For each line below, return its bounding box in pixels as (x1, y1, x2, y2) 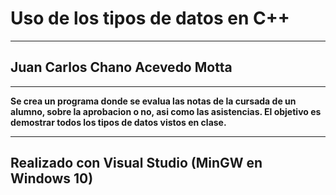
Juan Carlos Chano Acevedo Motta (10, 59, 233, 76)
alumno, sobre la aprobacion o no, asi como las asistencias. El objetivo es (10, 105, 322, 117)
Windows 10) (10, 170, 94, 187)
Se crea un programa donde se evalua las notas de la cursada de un (10, 95, 297, 107)
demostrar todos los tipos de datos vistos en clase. (10, 116, 227, 128)
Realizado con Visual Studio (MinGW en (10, 155, 263, 172)
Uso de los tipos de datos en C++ (10, 7, 290, 30)
